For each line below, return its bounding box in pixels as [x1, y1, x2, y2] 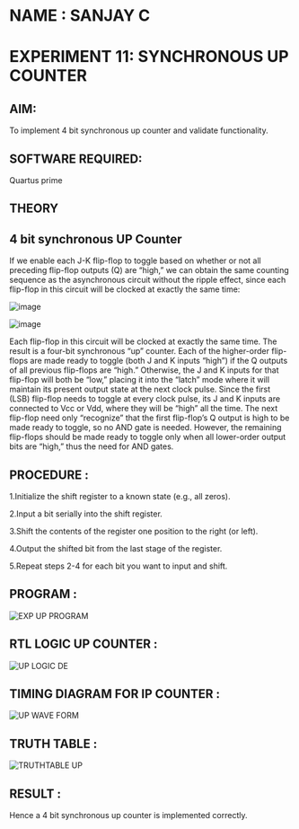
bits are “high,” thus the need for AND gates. [9, 441, 174, 452]
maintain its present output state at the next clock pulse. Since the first [9, 384, 271, 395]
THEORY [9, 201, 59, 216]
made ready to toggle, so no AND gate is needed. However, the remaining [9, 422, 282, 433]
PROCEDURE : [9, 467, 89, 482]
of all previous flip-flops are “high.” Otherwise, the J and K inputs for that [9, 365, 280, 375]
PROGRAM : [9, 586, 78, 602]
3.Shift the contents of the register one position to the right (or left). [9, 526, 259, 537]
